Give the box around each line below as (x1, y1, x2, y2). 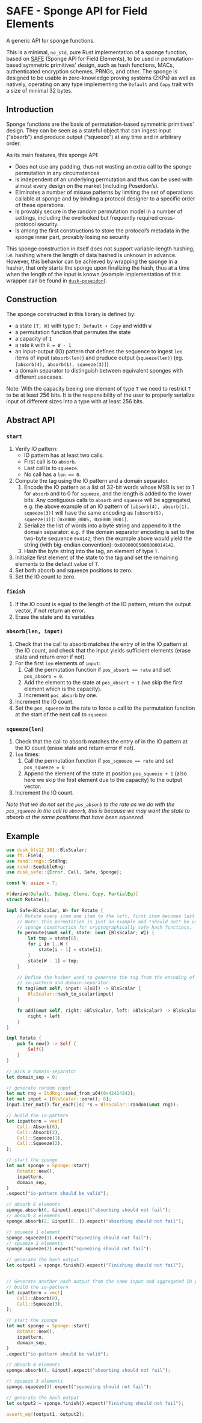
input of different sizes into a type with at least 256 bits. (6, 397, 144, 405)
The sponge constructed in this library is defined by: (6, 310, 136, 317)
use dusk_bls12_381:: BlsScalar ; (6, 847, 87, 853)
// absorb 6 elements (6, 1201, 61, 1208)
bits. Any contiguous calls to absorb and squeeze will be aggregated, (23, 497, 192, 504)
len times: (14, 751, 40, 758)
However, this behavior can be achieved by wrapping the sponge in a (6, 258, 178, 265)
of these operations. (14, 201, 66, 208)
